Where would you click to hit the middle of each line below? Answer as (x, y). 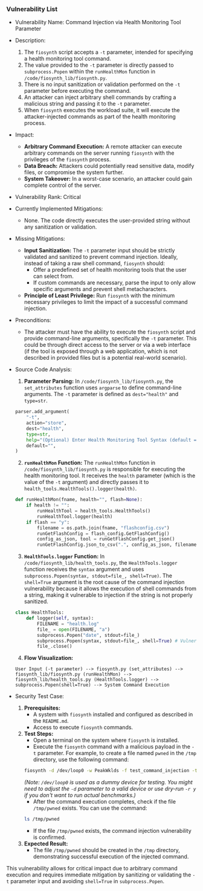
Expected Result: (46, 844)
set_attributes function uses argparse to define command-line (103, 388)
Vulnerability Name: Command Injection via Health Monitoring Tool (98, 22)
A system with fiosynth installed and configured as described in (113, 714)
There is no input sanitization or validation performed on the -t (102, 84)
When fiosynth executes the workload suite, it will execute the (102, 110)
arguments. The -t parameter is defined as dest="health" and (101, 394)
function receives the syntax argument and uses (84, 570)
